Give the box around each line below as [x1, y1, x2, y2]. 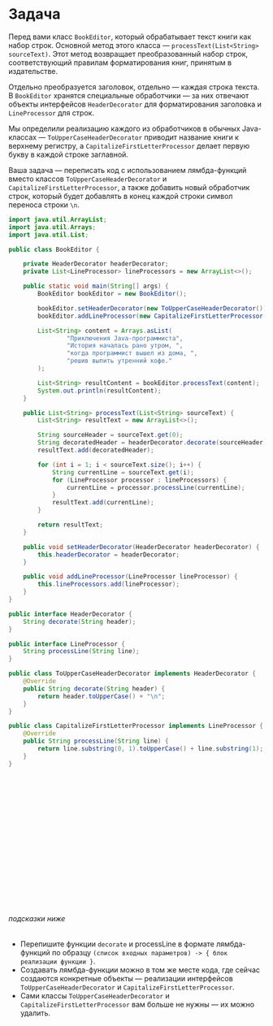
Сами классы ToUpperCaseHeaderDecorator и [19, 990, 170, 1000]
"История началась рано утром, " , [66, 342, 184, 350]
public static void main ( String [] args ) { [23, 282, 169, 291]
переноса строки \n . [8, 200, 80, 210]
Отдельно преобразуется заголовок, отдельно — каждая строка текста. [8, 82, 260, 92]
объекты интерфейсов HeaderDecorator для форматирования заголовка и [8, 99, 262, 109]
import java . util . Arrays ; [8, 223, 96, 232]
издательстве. [8, 66, 58, 76]
